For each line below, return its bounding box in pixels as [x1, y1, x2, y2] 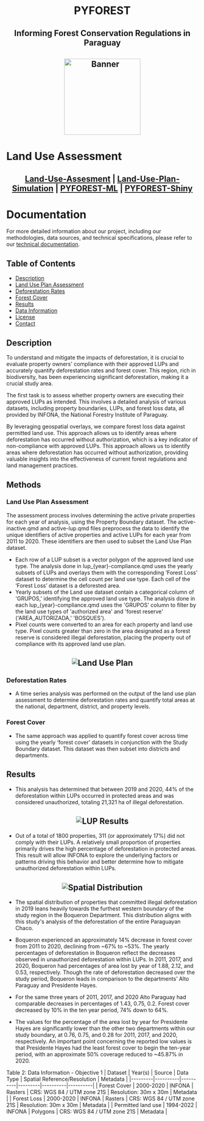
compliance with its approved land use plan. [15, 640, 126, 647]
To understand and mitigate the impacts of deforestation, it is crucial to [6, 354, 185, 361]
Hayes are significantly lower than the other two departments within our [15, 1025, 195, 1032]
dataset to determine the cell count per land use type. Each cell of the [15, 575, 191, 583]
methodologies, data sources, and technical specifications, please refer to [6, 234, 192, 242]
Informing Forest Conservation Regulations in [14, 28, 191, 38]
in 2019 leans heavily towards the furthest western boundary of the [15, 905, 184, 912]
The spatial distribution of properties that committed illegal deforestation [15, 898, 197, 906]
